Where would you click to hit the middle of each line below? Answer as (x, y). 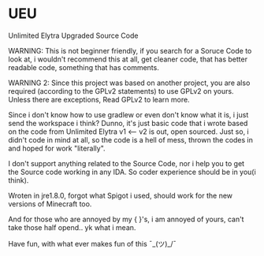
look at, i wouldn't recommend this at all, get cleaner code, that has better (128, 59)
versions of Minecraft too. (50, 204)
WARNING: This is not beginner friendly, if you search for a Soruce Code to (130, 50)
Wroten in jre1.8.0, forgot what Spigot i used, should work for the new (121, 195)
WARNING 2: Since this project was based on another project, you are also (129, 83)
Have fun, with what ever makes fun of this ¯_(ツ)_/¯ (93, 243)
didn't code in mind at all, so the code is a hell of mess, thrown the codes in (131, 139)
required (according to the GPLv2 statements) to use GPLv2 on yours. (121, 91)
